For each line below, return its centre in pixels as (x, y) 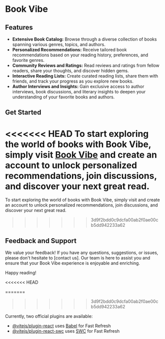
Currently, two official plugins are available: (49, 316)
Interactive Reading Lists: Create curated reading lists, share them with (85, 76)
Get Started (23, 112)
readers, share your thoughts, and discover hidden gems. (70, 71)
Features (19, 27)
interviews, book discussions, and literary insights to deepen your (79, 92)
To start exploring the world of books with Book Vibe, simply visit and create (82, 200)
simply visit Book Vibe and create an (81, 155)
